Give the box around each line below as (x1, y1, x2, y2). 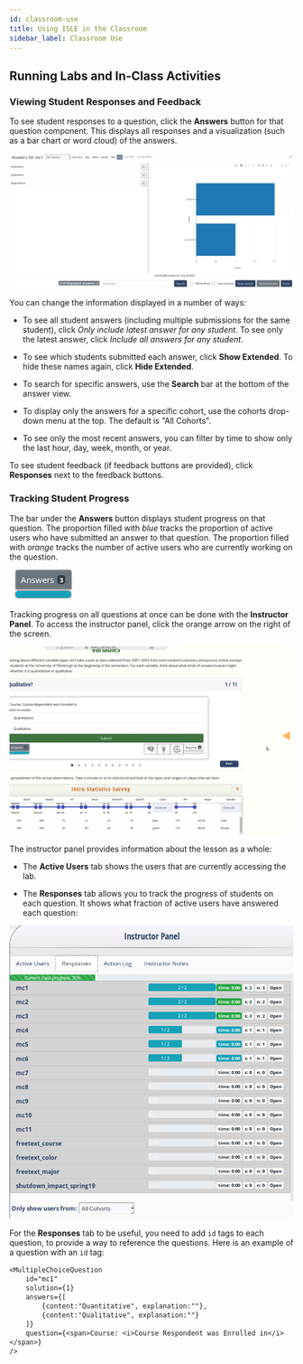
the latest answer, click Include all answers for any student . (22, 334, 243, 345)
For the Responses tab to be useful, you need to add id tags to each (9, 1228, 264, 1238)
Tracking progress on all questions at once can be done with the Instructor (9, 608, 289, 619)
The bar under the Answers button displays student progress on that (9, 513, 266, 523)
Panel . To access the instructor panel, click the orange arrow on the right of (9, 618, 291, 629)
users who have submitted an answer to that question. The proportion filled (9, 531, 289, 542)
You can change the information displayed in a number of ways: (9, 297, 246, 308)
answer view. (22, 389, 72, 400)
